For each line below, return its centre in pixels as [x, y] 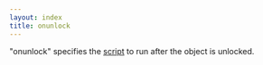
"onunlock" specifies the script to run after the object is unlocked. [132, 51]
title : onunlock [40, 26]
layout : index [36, 17]
